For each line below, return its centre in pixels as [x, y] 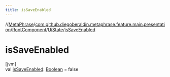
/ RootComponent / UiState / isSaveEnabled [53, 29]
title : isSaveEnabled [28, 10]
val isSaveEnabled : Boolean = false [42, 69]
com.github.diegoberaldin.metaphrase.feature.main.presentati [100, 24]
